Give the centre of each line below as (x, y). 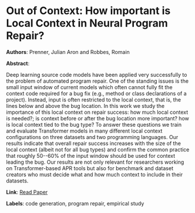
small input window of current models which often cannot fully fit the (89, 87)
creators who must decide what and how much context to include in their (95, 174)
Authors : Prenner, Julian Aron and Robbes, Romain (68, 52)
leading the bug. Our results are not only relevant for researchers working (95, 162)
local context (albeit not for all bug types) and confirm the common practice (98, 149)
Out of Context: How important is (88, 11)
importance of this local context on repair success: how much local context (97, 112)
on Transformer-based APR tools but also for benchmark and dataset (90, 168)
